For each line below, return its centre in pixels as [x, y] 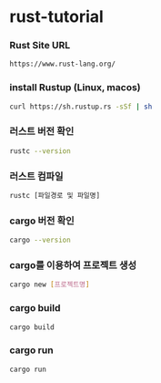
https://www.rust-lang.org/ [63, 64]
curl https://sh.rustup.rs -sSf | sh [81, 107]
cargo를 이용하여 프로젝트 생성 [73, 264]
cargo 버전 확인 [42, 221]
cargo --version [40, 240]
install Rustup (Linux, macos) [75, 88]
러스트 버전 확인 [42, 131]
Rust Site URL [40, 46]
